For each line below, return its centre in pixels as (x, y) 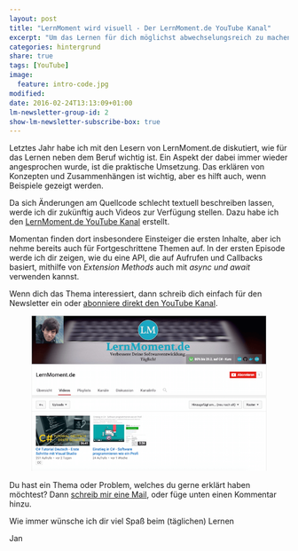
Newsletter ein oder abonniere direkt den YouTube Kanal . (114, 303)
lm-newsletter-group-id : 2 (59, 112)
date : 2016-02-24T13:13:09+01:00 (71, 103)
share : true (31, 56)
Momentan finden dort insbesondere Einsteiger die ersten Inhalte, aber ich (145, 239)
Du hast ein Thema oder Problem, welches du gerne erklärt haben (130, 484)
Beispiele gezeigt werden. (56, 185)
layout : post (33, 19)
